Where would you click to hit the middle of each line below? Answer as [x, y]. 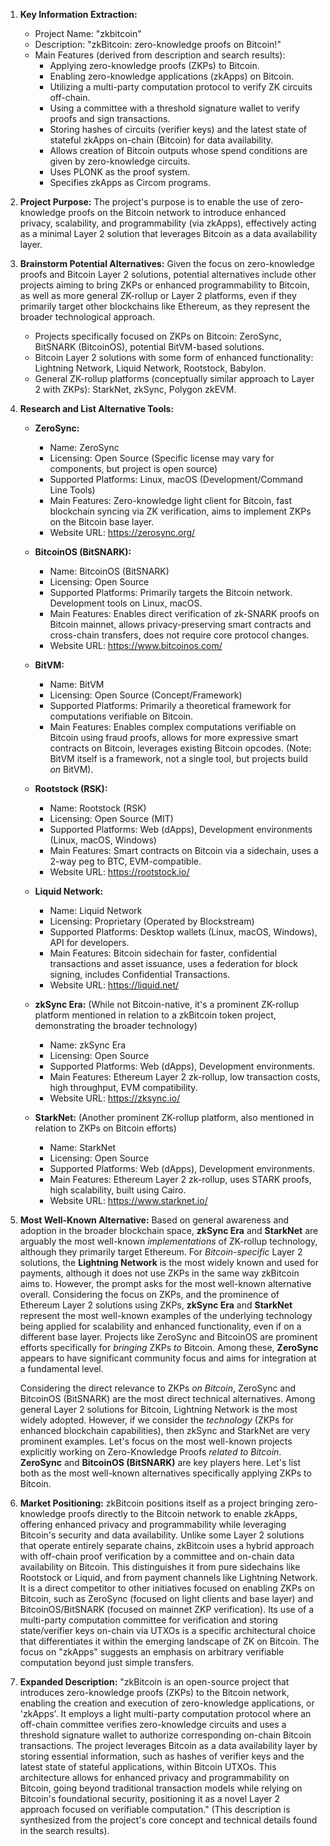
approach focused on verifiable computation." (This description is [155, 1809]
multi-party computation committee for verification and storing [148, 1620]
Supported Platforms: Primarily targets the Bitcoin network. [171, 592]
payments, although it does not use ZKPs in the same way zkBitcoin [159, 1273]
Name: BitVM [77, 684]
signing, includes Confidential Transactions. [140, 974]
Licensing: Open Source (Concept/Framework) [146, 695]
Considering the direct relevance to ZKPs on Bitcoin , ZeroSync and [158, 1388]
